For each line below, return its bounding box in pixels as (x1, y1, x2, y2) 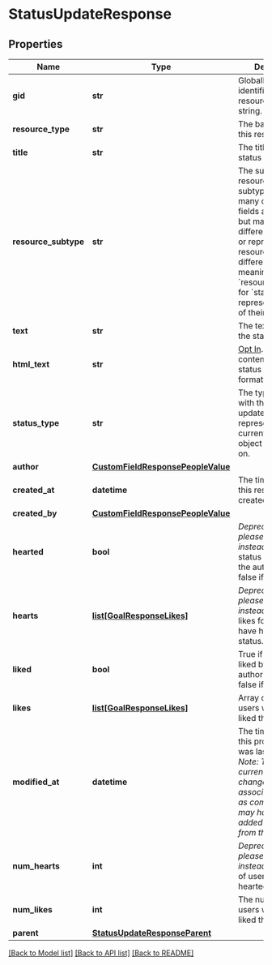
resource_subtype (12, 236, 85, 247)
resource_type (12, 123, 70, 135)
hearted (12, 547, 45, 557)
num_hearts (12, 860, 61, 872)
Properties (8, 37, 63, 51)
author (12, 461, 39, 472)
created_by (12, 508, 57, 519)
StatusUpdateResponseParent (91, 928, 212, 938)
